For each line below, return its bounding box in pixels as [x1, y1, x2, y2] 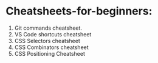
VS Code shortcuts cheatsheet [14, 30, 92, 38]
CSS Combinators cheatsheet [14, 44, 89, 51]
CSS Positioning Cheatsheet [14, 50, 86, 57]
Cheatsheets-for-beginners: [5, 4, 153, 18]
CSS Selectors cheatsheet [14, 37, 80, 44]
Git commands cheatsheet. [14, 24, 83, 31]
